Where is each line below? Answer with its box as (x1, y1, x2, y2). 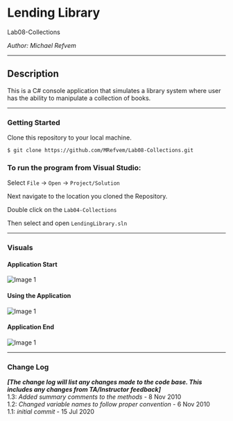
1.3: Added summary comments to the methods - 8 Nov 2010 (7, 393, 182, 401)
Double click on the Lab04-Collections (7, 206, 117, 214)
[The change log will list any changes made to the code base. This (7, 378, 202, 386)
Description (7, 68, 59, 80)
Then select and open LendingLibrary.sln (7, 219, 128, 227)
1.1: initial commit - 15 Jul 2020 (7, 408, 95, 416)
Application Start (7, 260, 58, 268)
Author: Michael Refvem (7, 41, 76, 49)
